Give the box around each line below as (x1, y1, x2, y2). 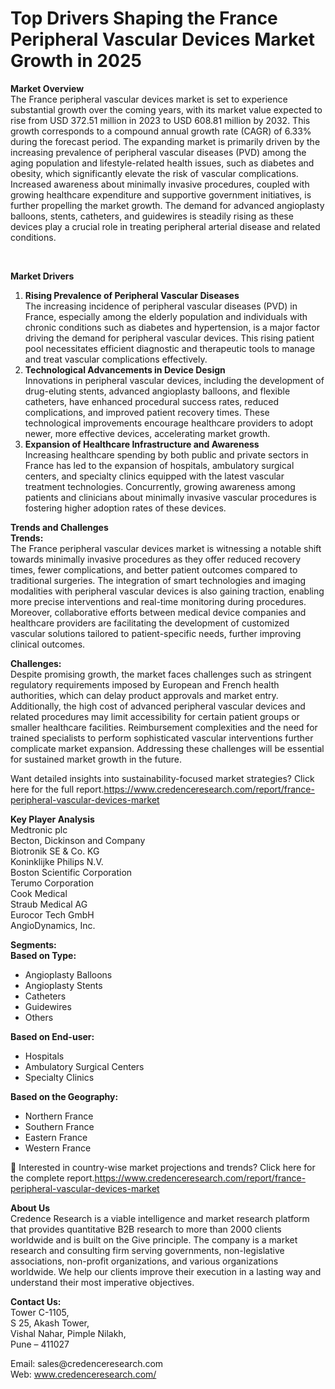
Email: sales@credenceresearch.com (10, 1357, 164, 1369)
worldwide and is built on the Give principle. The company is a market (10, 1233, 298, 1246)
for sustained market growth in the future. (10, 753, 183, 765)
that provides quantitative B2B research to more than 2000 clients (10, 1223, 282, 1235)
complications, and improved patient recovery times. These (24, 406, 270, 418)
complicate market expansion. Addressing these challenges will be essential (10, 742, 325, 754)
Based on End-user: (10, 1030, 95, 1042)
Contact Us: (10, 1295, 62, 1307)
